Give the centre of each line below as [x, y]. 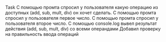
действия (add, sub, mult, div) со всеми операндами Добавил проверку [83, 29]
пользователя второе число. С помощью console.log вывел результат [81, 23]
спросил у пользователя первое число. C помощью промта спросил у [82, 18]
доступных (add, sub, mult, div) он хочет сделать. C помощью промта [81, 13]
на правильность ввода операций [42, 34]
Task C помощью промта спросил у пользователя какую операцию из [82, 7]
